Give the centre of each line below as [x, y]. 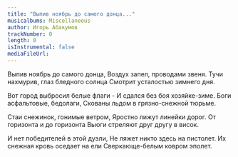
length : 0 [22, 41]
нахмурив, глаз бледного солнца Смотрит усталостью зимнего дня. [111, 81]
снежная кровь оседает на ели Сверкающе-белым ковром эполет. [110, 146]
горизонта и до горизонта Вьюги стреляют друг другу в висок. [103, 124]
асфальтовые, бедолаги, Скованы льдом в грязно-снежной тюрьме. [112, 103]
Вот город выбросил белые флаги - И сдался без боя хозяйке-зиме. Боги [119, 95]
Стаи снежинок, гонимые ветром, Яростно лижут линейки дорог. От [112, 117]
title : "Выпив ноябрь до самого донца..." [71, 14]
